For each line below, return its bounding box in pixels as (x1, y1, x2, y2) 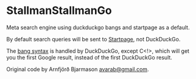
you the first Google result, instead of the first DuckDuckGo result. (6, 53, 172, 61)
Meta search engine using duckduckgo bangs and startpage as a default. (6, 24, 190, 31)
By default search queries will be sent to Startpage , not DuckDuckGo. (6, 35, 181, 43)
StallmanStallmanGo (6, 4, 112, 18)
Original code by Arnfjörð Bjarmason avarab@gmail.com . (6, 65, 149, 73)
